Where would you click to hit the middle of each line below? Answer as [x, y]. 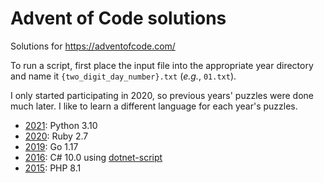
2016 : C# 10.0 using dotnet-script [93, 157]
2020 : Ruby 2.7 [56, 136]
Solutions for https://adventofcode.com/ [93, 46]
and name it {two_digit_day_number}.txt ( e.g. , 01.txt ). [123, 76]
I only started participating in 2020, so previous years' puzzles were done [162, 95]
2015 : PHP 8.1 [53, 168]
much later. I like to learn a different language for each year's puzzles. [154, 106]
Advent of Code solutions [118, 18]
